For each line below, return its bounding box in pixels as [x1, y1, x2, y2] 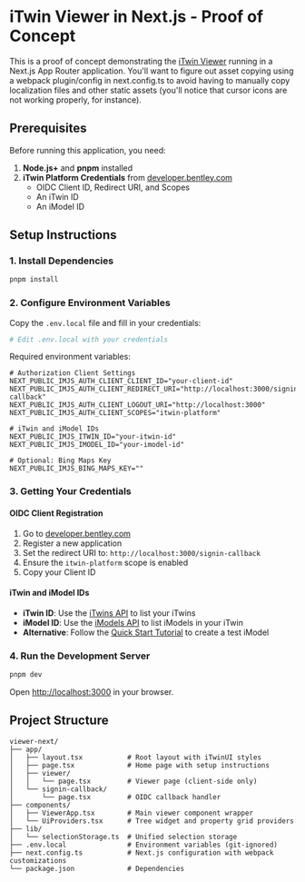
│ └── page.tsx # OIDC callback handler [9, 792, 221, 801]
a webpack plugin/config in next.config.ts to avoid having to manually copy [9, 74, 290, 85]
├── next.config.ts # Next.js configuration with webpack [9, 847, 274, 857]
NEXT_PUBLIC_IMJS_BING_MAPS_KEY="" [9, 464, 144, 473]
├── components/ [9, 800, 71, 809]
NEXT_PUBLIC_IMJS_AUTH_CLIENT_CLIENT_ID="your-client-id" [9, 377, 233, 386]
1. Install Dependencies [9, 254, 114, 267]
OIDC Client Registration [9, 508, 103, 519]
